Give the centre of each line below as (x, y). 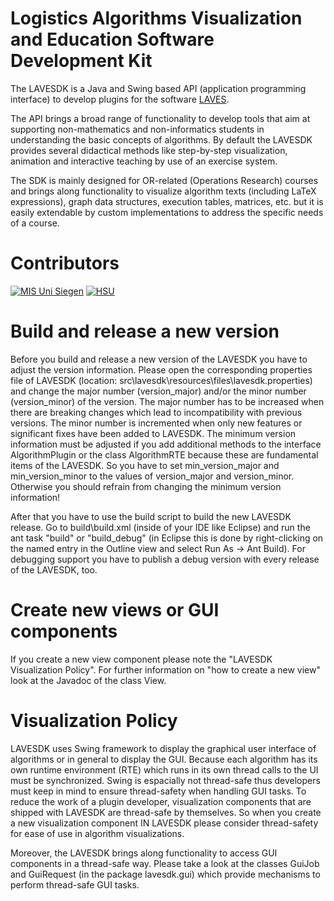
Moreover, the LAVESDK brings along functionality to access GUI (144, 853)
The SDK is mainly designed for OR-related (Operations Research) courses (164, 180)
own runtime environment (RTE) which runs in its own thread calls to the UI (164, 769)
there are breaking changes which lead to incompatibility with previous (156, 412)
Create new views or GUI (115, 610)
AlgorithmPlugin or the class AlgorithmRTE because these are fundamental (164, 454)
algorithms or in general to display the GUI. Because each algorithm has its (164, 759)
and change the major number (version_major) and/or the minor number (158, 391)
